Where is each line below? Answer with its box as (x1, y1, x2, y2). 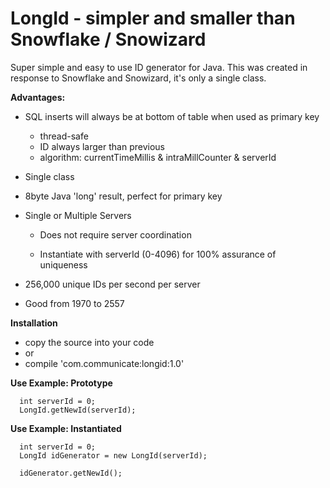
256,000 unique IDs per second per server (24, 278, 201, 290)
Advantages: (10, 91, 66, 103)
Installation (10, 317, 58, 329)
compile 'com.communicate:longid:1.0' (24, 357, 185, 369)
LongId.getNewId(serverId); (19, 405, 137, 415)
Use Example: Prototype (10, 377, 113, 389)
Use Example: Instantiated (10, 422, 122, 434)
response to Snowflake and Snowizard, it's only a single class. (10, 72, 267, 84)
